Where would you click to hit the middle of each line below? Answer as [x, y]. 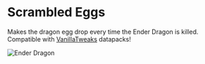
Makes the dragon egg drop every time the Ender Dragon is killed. [103, 32]
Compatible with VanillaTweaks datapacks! [69, 39]
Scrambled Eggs [56, 12]
